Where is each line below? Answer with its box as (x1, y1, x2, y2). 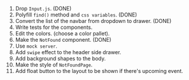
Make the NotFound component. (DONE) (15, 36, 112, 43)
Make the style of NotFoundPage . (15, 61, 93, 68)
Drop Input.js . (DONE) (15, 5, 72, 12)
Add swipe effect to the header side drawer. (15, 49, 122, 55)
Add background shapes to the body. (15, 55, 106, 62)
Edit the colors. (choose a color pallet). (15, 30, 110, 37)
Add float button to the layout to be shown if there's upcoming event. (15, 68, 184, 74)
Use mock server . (15, 42, 58, 49)
